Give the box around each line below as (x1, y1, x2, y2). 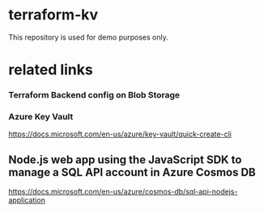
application (8, 195, 46, 205)
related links (8, 61, 93, 79)
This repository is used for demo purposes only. (8, 32, 168, 42)
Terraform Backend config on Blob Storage (8, 90, 181, 101)
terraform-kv (8, 6, 99, 24)
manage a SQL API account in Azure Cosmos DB (8, 165, 257, 179)
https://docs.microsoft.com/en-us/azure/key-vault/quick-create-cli (8, 129, 232, 139)
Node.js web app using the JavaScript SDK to (8, 152, 242, 166)
